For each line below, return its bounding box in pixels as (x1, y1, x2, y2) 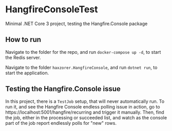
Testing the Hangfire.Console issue (5, 84, 121, 93)
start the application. (5, 70, 49, 76)
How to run (5, 35, 42, 44)
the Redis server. (5, 54, 41, 60)
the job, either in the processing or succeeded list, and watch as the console (5, 114, 167, 121)
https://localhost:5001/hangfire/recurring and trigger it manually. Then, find (5, 109, 164, 115)
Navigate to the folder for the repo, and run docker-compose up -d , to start (5, 49, 161, 55)
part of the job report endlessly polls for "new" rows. (5, 120, 117, 126)
